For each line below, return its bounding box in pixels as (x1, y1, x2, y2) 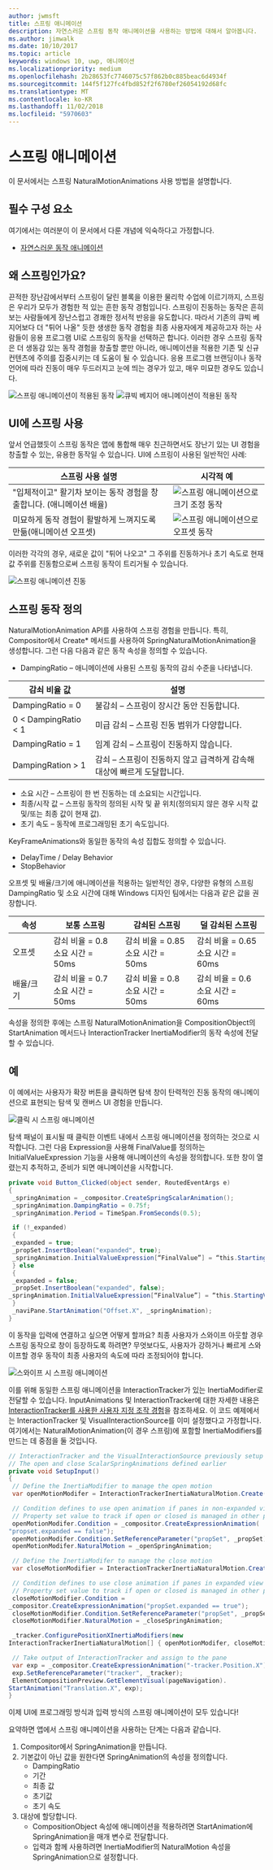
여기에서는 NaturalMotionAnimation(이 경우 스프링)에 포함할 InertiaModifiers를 (8, 1425, 262, 1435)
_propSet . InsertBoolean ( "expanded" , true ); (11, 1246, 162, 1255)
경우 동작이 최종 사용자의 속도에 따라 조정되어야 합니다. (29, 1350, 204, 1360)
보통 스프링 (65, 920, 106, 931)
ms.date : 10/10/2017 (8, 42, 79, 50)
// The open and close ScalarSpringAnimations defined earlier (8, 1459, 227, 1468)
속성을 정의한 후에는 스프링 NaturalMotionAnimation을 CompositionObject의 (8, 1018, 256, 1028)
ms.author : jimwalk (8, 34, 75, 43)
